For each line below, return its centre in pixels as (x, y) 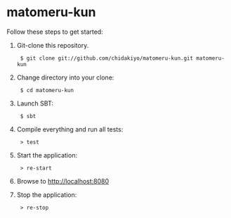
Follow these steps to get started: (55, 32)
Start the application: (47, 155)
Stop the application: (47, 195)
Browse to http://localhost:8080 (63, 181)
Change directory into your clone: (65, 77)
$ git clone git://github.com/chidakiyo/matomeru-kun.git (107, 58)
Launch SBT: (35, 103)
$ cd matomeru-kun (47, 90)
